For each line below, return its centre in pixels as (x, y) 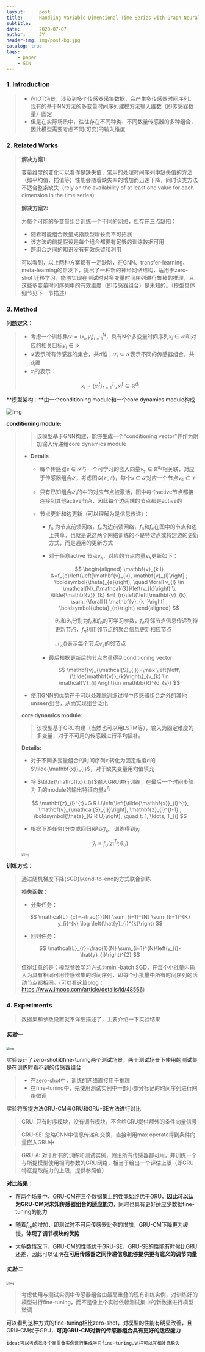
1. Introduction (28, 84)
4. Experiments (29, 1005)
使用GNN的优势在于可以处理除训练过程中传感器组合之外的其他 (109, 695)
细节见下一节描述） (45, 293)
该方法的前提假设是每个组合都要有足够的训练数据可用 (97, 242)
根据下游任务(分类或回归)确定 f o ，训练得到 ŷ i (85, 829)
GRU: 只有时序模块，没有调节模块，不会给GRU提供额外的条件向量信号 (109, 1122)
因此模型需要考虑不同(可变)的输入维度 (78, 129)
